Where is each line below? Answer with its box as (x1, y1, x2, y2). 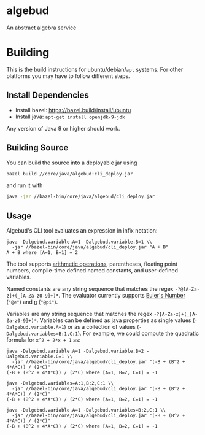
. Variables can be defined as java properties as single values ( (36, 317, 195, 324)
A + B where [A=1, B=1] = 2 (6, 250, 79, 256)
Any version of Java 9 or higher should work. (6, 125, 120, 132)
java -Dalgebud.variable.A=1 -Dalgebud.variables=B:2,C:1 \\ (6, 407, 166, 414)
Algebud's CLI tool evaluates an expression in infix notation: (6, 227, 158, 234)
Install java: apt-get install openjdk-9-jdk (15, 113, 125, 120)
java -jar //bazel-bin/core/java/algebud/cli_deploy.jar (6, 194, 155, 200)
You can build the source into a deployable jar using (6, 159, 137, 166)
